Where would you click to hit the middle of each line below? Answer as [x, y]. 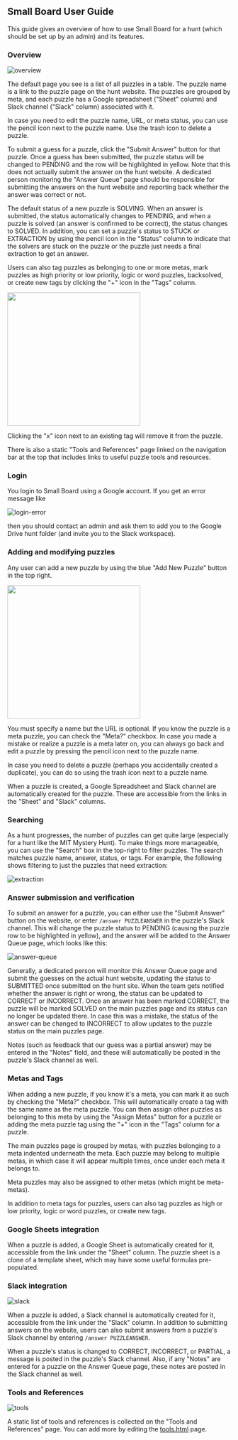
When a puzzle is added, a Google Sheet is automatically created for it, [111, 1245]
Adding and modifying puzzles [61, 552]
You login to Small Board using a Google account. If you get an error [107, 491]
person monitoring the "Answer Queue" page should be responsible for [111, 180]
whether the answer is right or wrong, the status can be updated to [105, 994]
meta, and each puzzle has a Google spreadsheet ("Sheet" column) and [112, 100]
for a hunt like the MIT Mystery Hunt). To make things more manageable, [113, 843]
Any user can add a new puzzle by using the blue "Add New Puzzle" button [117, 567]
